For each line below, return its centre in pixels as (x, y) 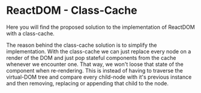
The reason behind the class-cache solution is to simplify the (82, 45)
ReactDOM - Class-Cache (72, 10)
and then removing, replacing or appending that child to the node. (88, 83)
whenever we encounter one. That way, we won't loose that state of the (95, 64)
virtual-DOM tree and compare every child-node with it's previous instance (99, 77)
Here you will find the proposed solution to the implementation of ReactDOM (100, 27)
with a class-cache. (31, 33)
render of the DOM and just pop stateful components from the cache (91, 58)
